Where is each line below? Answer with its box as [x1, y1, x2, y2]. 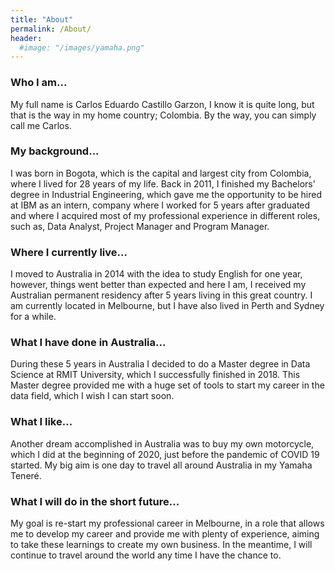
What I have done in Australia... [10, 336, 167, 350]
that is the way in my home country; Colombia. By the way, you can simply [10, 109, 317, 121]
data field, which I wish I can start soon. [10, 390, 175, 402]
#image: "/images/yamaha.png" [19, 42, 145, 53]
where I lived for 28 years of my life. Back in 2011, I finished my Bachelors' [10, 177, 316, 190]
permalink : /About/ [10, 24, 92, 34]
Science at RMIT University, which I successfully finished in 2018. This [10, 369, 301, 381]
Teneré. [10, 469, 42, 481]
